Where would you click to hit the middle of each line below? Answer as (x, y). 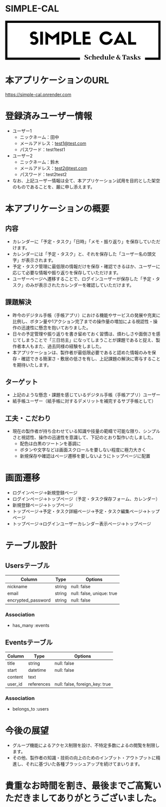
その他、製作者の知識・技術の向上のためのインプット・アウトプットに (84, 758)
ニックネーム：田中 (40, 137)
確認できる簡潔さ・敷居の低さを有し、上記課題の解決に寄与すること (91, 359)
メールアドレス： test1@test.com (53, 143)
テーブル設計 (31, 546)
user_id (15, 684)
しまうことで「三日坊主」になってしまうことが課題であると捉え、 (88, 340)
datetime (37, 670)
